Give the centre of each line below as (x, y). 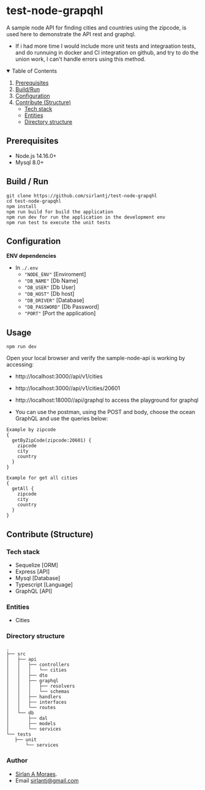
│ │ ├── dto (27, 675)
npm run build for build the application (60, 212)
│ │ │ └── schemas (38, 692)
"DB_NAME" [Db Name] (51, 281)
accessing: (20, 364)
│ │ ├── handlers (34, 697)
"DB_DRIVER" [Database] (54, 300)
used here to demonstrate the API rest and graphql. (71, 34)
